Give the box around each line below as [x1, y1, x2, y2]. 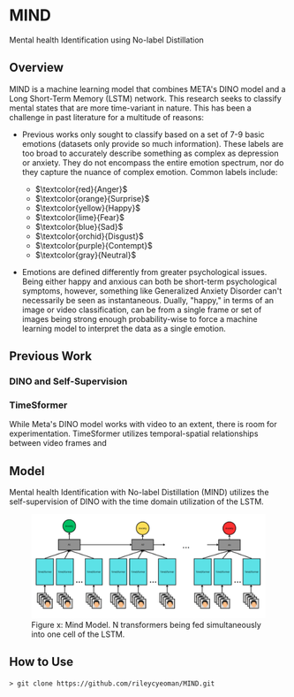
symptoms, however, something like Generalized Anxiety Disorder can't [21, 285, 283, 296]
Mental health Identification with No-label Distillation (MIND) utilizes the [9, 487, 269, 498]
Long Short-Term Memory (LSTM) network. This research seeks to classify [9, 93, 283, 103]
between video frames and [9, 438, 108, 448]
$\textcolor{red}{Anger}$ [34, 183, 128, 195]
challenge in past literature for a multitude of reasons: [9, 111, 205, 122]
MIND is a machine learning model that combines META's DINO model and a [9, 83, 286, 94]
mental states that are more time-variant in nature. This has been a [9, 103, 252, 113]
